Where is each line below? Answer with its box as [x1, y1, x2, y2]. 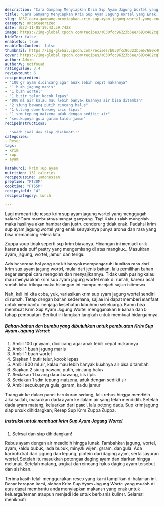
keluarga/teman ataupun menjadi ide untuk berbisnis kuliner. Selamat [5, 491, 144, 497]
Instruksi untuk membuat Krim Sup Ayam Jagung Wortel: [5, 418, 124, 424]
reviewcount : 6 [5, 71, 36, 76]
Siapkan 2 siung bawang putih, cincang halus [12, 366, 104, 372]
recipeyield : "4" [5, 189, 41, 194]
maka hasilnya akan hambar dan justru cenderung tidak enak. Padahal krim [5, 221, 156, 227]
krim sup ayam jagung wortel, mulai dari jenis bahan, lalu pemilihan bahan [5, 266, 154, 272]
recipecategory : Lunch [5, 193, 51, 198]
